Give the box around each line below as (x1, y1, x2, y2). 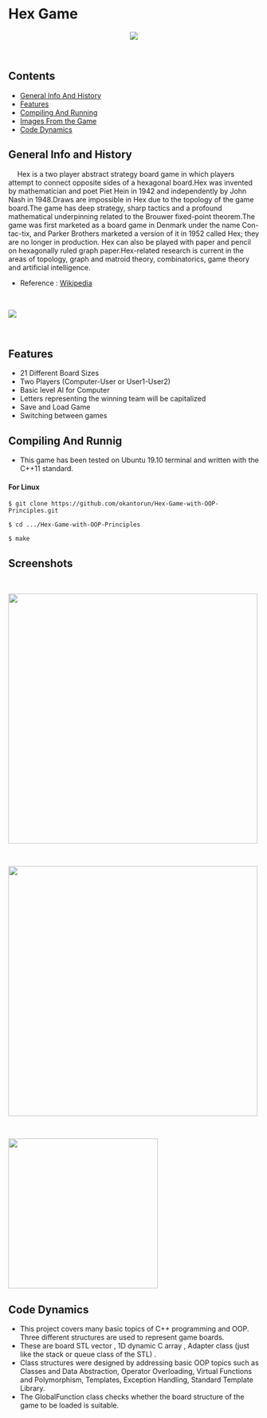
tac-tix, (8, 229, 32, 238)
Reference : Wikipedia (19, 278, 93, 288)
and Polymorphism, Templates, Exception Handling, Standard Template (19, 1375, 253, 1384)
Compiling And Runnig (8, 433, 123, 448)
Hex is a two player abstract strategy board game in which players (17, 169, 235, 178)
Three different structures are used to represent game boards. (19, 1332, 225, 1342)
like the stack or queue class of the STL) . (19, 1349, 157, 1360)
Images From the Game (19, 116, 97, 126)
